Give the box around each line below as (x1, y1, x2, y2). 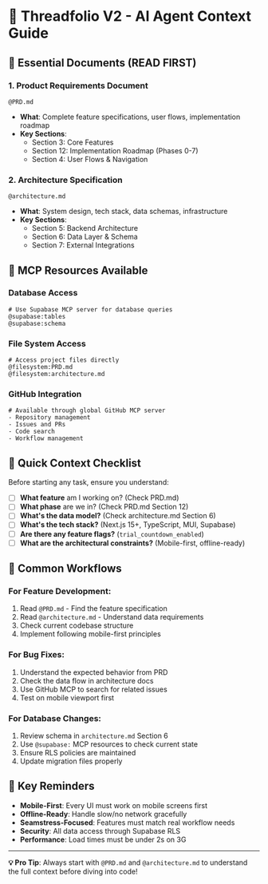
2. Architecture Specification (8, 174, 123, 185)
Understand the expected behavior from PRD (19, 667, 168, 677)
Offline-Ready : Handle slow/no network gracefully (19, 809, 187, 819)
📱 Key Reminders (8, 779, 95, 793)
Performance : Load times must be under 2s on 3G (19, 834, 187, 844)
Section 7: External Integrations (31, 240, 135, 250)
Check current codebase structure (19, 620, 134, 630)
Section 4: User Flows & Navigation (31, 154, 148, 164)
